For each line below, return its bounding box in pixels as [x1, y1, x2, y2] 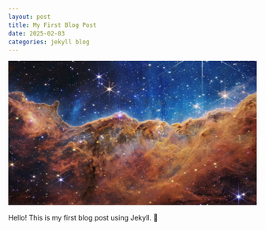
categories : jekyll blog [8, 38, 90, 46]
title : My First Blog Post [8, 21, 97, 29]
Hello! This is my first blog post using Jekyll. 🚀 [8, 213, 159, 222]
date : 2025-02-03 [8, 29, 65, 37]
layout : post [8, 13, 51, 21]
